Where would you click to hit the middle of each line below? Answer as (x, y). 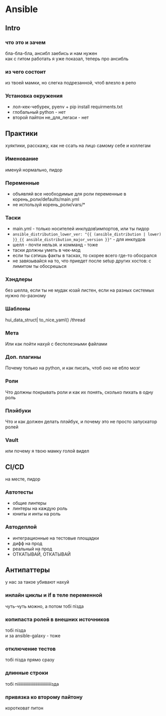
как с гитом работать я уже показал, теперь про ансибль (67, 59)
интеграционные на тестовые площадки (56, 538)
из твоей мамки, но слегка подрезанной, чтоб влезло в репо (71, 83)
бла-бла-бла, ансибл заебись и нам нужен (51, 53)
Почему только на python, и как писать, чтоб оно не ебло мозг (73, 368)
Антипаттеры (28, 570)
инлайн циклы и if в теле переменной (54, 595)
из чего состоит (26, 72)
